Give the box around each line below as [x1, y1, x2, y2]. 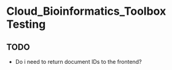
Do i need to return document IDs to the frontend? [15, 58, 143, 65]
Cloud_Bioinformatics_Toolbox [6, 4, 166, 18]
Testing [6, 17, 46, 31]
